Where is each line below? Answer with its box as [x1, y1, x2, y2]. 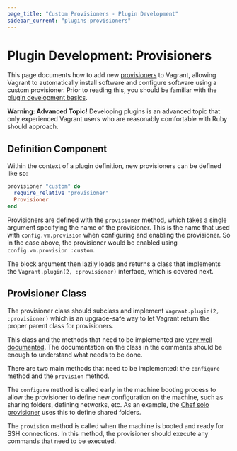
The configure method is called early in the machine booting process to [7, 385, 216, 394]
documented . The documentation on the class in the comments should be [7, 343, 223, 351]
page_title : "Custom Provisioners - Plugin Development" [7, 10, 179, 18]
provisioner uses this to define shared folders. [7, 408, 141, 416]
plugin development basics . [7, 94, 88, 102]
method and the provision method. [7, 372, 110, 380]
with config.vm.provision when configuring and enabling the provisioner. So [7, 230, 231, 239]
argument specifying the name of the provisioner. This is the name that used [7, 223, 230, 231]
